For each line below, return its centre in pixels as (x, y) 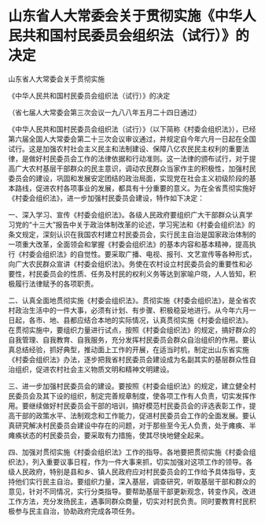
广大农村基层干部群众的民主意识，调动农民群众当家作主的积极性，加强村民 (135, 168)
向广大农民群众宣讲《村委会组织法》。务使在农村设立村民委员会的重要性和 (127, 264)
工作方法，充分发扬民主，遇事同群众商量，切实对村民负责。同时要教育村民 (129, 501)
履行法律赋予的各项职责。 (56, 284)
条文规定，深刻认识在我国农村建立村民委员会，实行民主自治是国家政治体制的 (132, 234)
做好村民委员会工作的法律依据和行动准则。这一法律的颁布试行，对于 (139, 158)
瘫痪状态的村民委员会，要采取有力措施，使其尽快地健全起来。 (108, 435)
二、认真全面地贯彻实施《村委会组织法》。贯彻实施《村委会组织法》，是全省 (129, 300)
